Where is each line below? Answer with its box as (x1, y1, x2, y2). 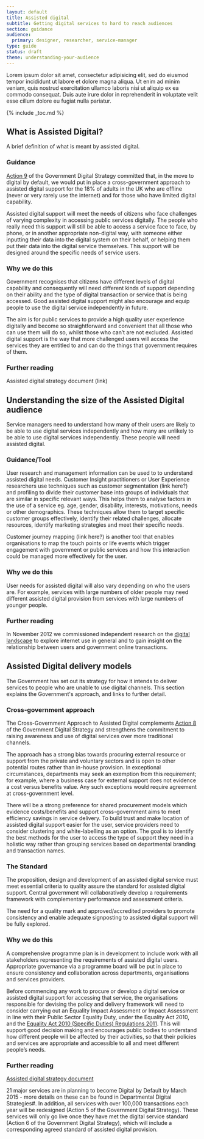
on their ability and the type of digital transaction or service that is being (6, 291, 188, 298)
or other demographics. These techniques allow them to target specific (6, 508, 185, 516)
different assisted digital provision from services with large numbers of (6, 595, 184, 602)
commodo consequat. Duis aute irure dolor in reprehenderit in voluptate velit (6, 90, 198, 98)
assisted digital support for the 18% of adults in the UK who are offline (6, 185, 183, 192)
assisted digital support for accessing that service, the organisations (6, 994, 178, 1001)
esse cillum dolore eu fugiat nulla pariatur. (6, 97, 111, 104)
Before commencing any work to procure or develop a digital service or (6, 987, 186, 995)
